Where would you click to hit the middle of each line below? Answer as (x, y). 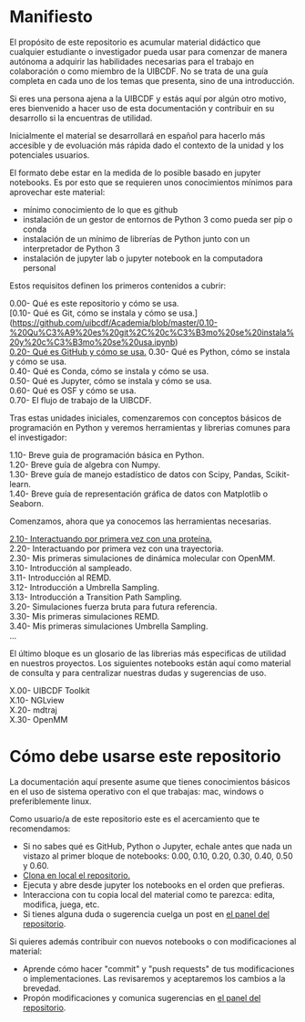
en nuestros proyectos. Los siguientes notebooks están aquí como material (150, 662)
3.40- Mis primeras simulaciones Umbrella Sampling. (109, 626)
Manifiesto (51, 17)
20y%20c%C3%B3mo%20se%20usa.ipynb (92, 342)
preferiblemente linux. (51, 801)
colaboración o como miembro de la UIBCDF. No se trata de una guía (139, 71)
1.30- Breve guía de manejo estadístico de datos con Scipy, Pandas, (137, 474)
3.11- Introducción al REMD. (61, 578)
